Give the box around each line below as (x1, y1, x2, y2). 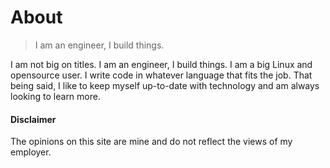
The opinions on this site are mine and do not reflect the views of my (10, 136, 293, 148)
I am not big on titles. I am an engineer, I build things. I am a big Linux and (10, 58, 313, 70)
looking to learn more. (10, 90, 101, 102)
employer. (10, 146, 52, 158)
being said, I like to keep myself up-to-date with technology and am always (10, 79, 320, 91)
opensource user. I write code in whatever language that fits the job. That (10, 69, 313, 81)
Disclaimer (10, 113, 57, 125)
